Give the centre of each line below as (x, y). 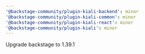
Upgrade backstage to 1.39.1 (40, 45)
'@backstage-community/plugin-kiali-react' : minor (70, 22)
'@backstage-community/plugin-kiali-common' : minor (71, 17)
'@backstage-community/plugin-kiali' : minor (62, 28)
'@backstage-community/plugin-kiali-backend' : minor (72, 11)
